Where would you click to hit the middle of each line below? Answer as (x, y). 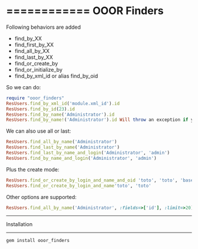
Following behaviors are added (44, 27)
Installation (19, 224)
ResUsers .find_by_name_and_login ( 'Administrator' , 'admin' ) (82, 158)
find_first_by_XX (34, 45)
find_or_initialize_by (39, 69)
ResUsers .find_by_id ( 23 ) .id (41, 109)
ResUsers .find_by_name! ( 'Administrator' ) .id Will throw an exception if (97, 120)
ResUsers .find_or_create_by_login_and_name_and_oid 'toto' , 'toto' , (92, 180)
